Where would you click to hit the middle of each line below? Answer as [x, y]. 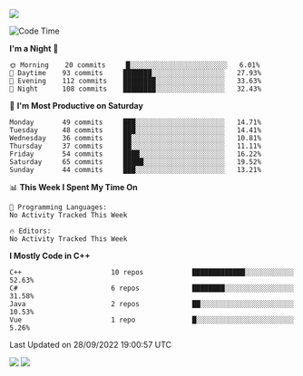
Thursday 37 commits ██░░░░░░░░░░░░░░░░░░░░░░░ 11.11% [135, 146]
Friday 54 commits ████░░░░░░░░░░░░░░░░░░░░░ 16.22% [135, 154]
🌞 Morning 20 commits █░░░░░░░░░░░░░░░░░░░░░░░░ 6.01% [135, 65]
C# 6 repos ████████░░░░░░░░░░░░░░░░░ [152, 288]
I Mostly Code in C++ [50, 255]
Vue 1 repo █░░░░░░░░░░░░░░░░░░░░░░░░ [152, 320]
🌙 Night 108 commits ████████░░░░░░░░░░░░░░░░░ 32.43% [135, 89]
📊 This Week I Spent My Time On [73, 187]
